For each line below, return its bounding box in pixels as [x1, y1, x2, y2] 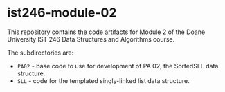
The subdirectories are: [7, 48, 74, 57]
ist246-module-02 [7, 5, 117, 21]
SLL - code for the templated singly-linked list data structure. [17, 76, 190, 84]
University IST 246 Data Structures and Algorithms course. [7, 35, 175, 43]
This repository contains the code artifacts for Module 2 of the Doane [7, 28, 206, 36]
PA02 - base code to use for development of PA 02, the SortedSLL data [17, 62, 219, 70]
